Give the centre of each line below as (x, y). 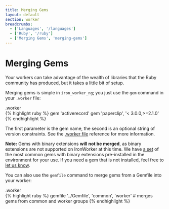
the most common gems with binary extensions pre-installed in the (75, 154)
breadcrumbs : (19, 24)
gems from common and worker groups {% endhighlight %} (68, 201)
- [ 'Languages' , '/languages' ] (43, 29)
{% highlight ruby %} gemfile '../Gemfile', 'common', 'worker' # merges (79, 195)
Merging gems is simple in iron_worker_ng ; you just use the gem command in (84, 92)
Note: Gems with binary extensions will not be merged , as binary (73, 144)
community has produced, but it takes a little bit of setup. (65, 83)
